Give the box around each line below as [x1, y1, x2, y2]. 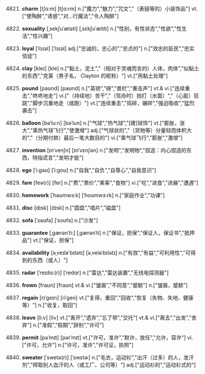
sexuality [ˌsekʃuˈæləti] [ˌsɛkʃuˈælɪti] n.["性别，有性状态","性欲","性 [21, 25, 182, 32]
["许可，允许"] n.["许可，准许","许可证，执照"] [21, 342, 134, 348]
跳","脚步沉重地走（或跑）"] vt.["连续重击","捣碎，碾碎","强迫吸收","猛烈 [21, 100, 195, 106]
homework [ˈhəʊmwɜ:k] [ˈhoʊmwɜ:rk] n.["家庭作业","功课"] [21, 192, 165, 199]
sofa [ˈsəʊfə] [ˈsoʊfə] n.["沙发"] [21, 217, 98, 224]
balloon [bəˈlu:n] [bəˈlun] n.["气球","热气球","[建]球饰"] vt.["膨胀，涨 [21, 120, 186, 126]
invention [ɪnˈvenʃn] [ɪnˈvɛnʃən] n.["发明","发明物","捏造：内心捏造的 [21, 147, 187, 153]
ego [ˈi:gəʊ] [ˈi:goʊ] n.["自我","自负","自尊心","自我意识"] [21, 167, 157, 173]
